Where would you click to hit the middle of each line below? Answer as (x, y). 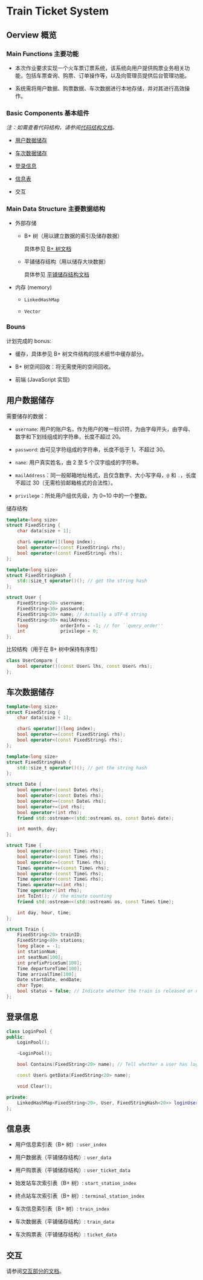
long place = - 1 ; (39, 946)
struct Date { (24, 785)
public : (16, 1037)
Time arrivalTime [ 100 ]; (47, 974)
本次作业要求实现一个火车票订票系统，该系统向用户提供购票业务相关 (100, 68)
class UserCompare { (32, 661)
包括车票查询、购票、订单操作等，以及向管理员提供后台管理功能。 (108, 75)
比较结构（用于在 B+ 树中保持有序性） (54, 649)
